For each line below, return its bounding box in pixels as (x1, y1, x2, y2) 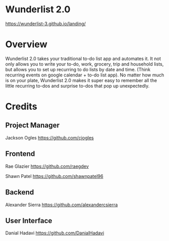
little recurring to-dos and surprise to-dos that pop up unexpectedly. (5, 83, 150, 89)
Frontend (5, 150, 35, 158)
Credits (5, 101, 37, 112)
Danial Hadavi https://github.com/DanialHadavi (5, 230, 104, 236)
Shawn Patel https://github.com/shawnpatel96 (5, 173, 103, 179)
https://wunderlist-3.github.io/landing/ (5, 21, 86, 27)
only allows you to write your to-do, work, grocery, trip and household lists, (5, 61, 164, 67)
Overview (5, 38, 48, 50)
